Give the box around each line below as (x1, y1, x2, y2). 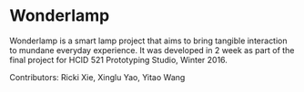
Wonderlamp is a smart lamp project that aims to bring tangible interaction (9, 35, 289, 46)
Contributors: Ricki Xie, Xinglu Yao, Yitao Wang (9, 71, 186, 82)
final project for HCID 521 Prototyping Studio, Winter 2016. (9, 54, 228, 65)
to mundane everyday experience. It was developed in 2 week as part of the (9, 44, 295, 55)
